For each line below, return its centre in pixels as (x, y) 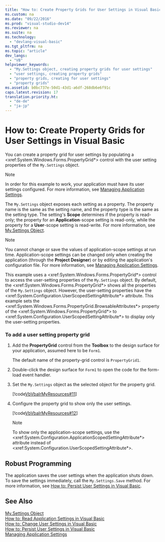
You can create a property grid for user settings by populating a (69, 154)
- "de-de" (19, 102)
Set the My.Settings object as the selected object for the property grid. (84, 385)
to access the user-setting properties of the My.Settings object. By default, (81, 280)
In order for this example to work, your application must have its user (75, 184)
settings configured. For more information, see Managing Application (75, 189)
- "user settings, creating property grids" (56, 74)
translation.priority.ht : (31, 97)
